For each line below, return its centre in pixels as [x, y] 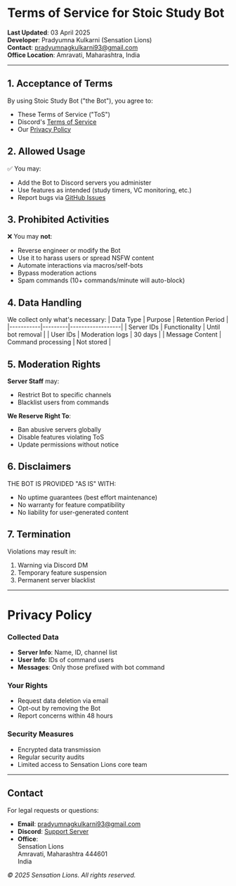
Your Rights [27, 686]
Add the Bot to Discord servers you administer [84, 182]
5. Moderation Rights [54, 364]
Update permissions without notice [68, 444]
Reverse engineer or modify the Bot [69, 251]
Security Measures [40, 734]
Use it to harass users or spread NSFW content [86, 258]
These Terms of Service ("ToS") [64, 114]
